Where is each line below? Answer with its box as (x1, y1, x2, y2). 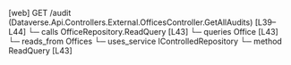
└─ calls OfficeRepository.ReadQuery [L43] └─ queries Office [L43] (28, 27, 278, 37)
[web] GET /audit (8, 8, 72, 18)
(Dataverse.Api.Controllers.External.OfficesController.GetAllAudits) (8, 17, 253, 28)
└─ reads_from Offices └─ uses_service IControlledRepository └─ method (8, 36, 283, 46)
